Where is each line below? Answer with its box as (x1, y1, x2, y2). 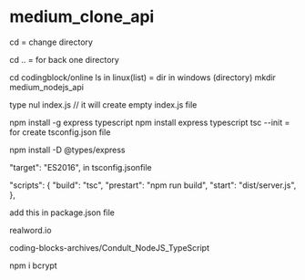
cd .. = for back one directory (9, 54, 120, 65)
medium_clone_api (9, 6, 155, 27)
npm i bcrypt (9, 260, 57, 271)
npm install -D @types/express (9, 144, 126, 155)
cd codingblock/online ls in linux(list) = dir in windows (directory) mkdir (9, 71, 276, 83)
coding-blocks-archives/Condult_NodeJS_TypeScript (9, 242, 209, 253)
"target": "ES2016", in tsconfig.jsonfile (9, 161, 152, 172)
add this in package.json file (9, 207, 116, 218)
